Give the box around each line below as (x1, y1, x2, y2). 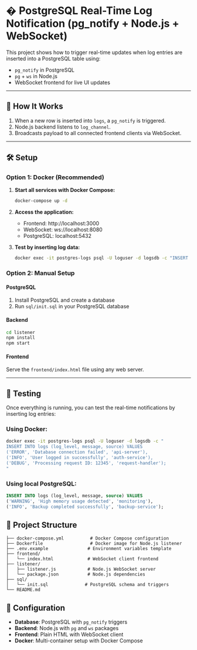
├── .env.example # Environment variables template (6, 546, 172, 552)
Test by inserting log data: (14, 244, 80, 251)
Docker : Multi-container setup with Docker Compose (14, 637, 143, 644)
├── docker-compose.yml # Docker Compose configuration (6, 536, 169, 541)
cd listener (6, 329, 35, 335)
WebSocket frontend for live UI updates (14, 79, 110, 86)
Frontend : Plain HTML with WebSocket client (14, 631, 124, 638)
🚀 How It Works (6, 102, 63, 112)
